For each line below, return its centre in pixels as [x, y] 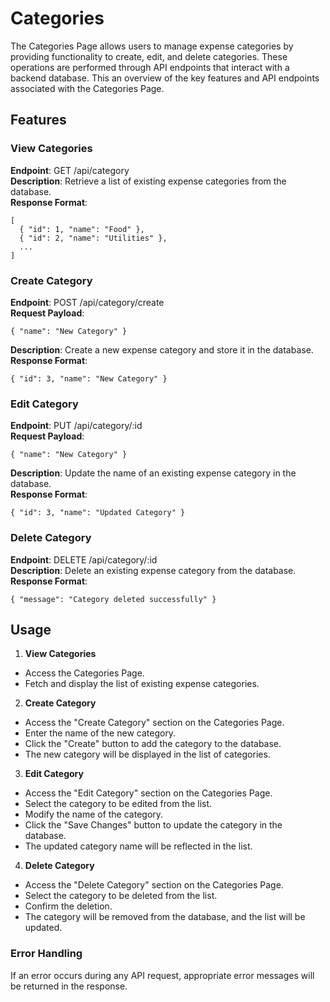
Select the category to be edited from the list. [118, 804]
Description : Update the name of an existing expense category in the [153, 473]
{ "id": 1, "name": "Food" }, [82, 229]
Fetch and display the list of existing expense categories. [142, 684]
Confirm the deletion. [68, 906]
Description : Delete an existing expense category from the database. [153, 570]
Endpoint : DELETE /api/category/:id [84, 559]
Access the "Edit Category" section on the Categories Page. [148, 793]
